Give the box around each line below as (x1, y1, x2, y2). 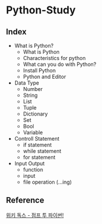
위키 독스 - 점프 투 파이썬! (6, 211, 64, 219)
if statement (23, 141, 52, 148)
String (23, 92, 38, 99)
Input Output (14, 160, 45, 167)
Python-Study (6, 3, 76, 17)
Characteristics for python (23, 55, 86, 61)
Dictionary (23, 110, 48, 117)
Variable (23, 129, 43, 136)
